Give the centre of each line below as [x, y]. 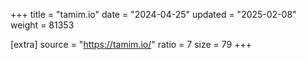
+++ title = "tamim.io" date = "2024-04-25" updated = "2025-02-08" [153, 14]
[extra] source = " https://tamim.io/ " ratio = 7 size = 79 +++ [131, 44]
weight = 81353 [42, 25]
